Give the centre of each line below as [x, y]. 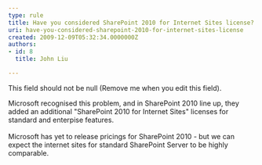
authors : [22, 45]
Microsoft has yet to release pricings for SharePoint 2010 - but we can [122, 136]
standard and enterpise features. [61, 120]
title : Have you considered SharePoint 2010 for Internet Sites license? [131, 23]
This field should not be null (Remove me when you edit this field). [115, 88]
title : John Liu [42, 59]
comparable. [29, 152]
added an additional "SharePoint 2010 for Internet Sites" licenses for [118, 111]
